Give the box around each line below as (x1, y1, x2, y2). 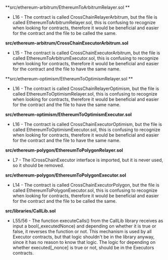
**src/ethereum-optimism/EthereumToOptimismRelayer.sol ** (5, 76, 133, 81)
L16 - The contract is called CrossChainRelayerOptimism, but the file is (12, 85, 159, 92)
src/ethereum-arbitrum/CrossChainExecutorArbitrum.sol (5, 40, 129, 46)
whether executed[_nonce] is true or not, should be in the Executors (12, 245, 154, 250)
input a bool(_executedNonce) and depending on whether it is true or (12, 223, 156, 229)
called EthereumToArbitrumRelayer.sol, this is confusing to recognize (12, 20, 156, 25)
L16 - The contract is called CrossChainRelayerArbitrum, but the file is (12, 14, 157, 20)
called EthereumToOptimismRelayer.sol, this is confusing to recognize (12, 91, 158, 97)
